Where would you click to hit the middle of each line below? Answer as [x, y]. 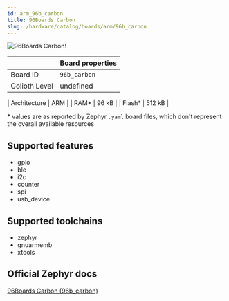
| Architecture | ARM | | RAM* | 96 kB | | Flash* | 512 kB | [88, 103]
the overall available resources [51, 124]
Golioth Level [32, 86]
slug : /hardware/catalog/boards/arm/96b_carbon [77, 26]
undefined [76, 86]
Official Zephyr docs [52, 274]
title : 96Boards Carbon [42, 20]
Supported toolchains [55, 221]
